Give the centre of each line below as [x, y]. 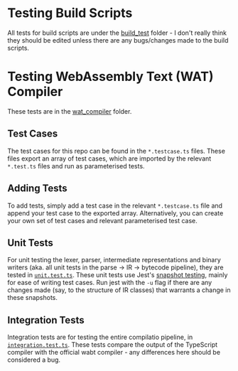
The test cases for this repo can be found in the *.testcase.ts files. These [117, 151]
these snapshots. [33, 298]
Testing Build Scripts [70, 13]
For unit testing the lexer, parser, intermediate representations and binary [114, 260]
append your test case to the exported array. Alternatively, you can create [115, 213]
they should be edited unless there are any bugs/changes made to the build [118, 40]
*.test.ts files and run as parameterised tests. [76, 166]
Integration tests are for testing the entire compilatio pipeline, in [100, 337]
